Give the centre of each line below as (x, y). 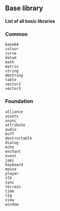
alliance (14, 112)
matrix (12, 67)
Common (17, 34)
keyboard (14, 165)
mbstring (14, 76)
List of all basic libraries (30, 21)
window (12, 204)
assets (12, 116)
